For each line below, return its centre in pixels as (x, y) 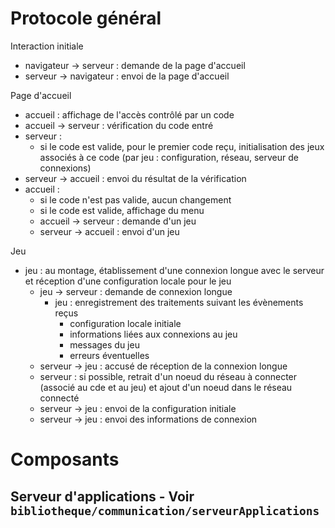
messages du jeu (104, 344)
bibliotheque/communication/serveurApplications (165, 510)
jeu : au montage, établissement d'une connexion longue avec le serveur (174, 270)
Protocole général (86, 18)
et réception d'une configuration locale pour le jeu (128, 281)
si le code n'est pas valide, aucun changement (135, 199)
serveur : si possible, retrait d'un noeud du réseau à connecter (168, 376)
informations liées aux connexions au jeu (153, 334)
